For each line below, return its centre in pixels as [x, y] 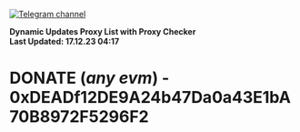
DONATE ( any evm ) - [90, 78]
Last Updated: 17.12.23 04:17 [65, 41]
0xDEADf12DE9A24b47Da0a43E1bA [150, 98]
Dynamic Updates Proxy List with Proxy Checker [103, 31]
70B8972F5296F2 [79, 117]
